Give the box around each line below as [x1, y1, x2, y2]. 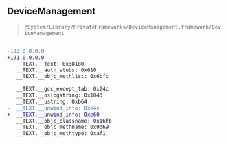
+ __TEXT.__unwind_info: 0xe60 [7, 111, 100, 118]
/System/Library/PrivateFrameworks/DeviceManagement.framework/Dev [23, 23, 221, 30]
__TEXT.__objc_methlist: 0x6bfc [16, 73, 109, 80]
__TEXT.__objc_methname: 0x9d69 [16, 123, 109, 131]
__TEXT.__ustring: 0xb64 [16, 98, 88, 105]
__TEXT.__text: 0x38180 [16, 60, 84, 67]
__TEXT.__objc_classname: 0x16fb [16, 117, 112, 124]
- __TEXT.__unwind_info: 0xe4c [7, 104, 100, 112]
